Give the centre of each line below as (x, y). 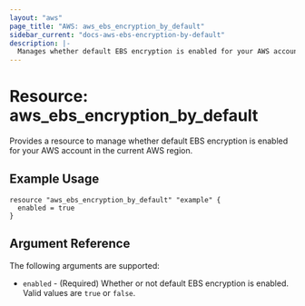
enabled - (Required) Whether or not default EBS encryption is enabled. (155, 283)
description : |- (40, 43)
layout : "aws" (36, 18)
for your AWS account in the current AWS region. (101, 151)
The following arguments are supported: (85, 265)
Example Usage (54, 179)
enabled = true (46, 208)
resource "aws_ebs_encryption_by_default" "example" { (115, 200)
